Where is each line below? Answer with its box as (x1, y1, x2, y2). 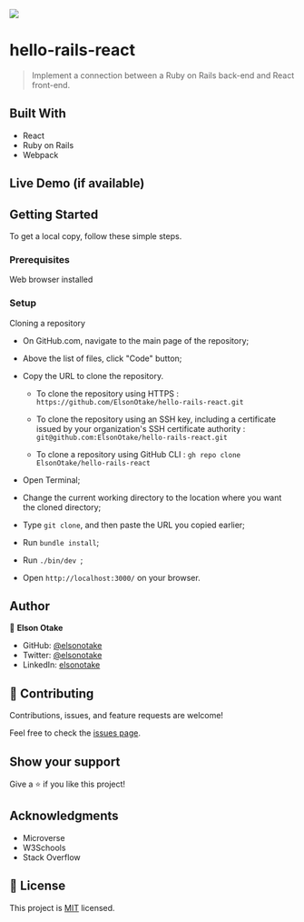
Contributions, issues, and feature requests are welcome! (9, 710, 224, 721)
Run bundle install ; (22, 536, 100, 547)
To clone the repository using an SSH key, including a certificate (35, 414, 277, 425)
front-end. (31, 79, 71, 90)
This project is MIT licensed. (9, 902, 115, 913)
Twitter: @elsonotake (22, 650, 103, 661)
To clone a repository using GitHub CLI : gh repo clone (35, 448, 241, 459)
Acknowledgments (9, 808, 120, 824)
